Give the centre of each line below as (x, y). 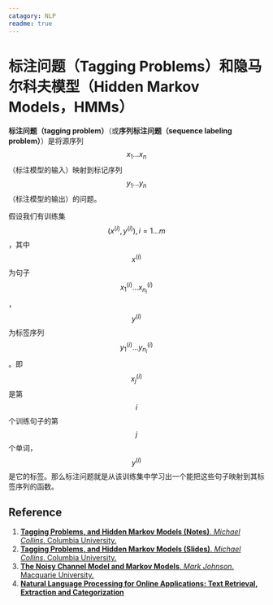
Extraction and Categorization (72, 592)
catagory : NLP (32, 16)
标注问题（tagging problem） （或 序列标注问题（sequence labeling (121, 131)
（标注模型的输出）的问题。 (55, 199)
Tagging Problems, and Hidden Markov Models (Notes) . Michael (130, 532)
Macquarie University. (57, 575)
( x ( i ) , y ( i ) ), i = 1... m (136, 230)
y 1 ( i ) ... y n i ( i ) (136, 348)
